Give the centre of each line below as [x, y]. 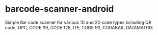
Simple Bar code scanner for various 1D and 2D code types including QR [78, 22]
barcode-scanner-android [60, 9]
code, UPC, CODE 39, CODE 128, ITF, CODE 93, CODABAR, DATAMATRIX [79, 27]
